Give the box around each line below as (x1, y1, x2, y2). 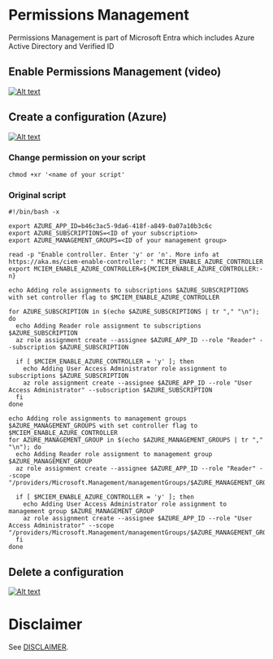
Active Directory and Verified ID (8, 41, 115, 51)
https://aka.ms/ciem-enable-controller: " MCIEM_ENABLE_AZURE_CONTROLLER (8, 258, 264, 266)
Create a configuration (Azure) (8, 110, 167, 124)
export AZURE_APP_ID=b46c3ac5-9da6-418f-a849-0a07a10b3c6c (8, 222, 213, 231)
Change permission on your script (8, 152, 146, 164)
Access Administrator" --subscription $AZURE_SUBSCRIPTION (8, 386, 213, 394)
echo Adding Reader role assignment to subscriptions (15, 322, 201, 331)
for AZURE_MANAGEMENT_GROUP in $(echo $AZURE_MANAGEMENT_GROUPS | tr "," (8, 436, 264, 445)
